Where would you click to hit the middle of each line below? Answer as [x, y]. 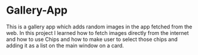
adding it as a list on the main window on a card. [65, 46]
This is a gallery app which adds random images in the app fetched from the [99, 27]
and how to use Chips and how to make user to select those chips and [92, 39]
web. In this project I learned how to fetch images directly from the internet [98, 33]
